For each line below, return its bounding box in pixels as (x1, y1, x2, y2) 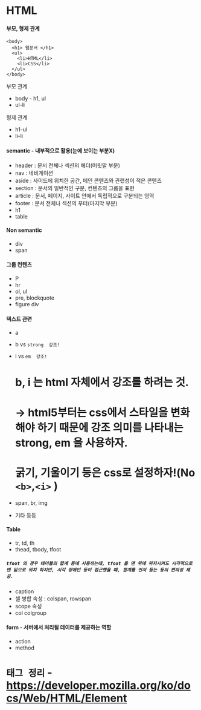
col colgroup (14, 609, 47, 616)
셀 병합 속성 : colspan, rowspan (14, 594, 92, 602)
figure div (14, 301, 39, 307)
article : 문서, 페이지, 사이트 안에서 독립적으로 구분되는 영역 (14, 192, 155, 199)
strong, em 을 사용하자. (14, 436, 128, 450)
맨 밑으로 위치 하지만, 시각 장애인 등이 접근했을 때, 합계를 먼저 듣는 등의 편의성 (6, 567, 183, 573)
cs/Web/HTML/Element (6, 691, 127, 705)
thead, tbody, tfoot (14, 545, 62, 553)
